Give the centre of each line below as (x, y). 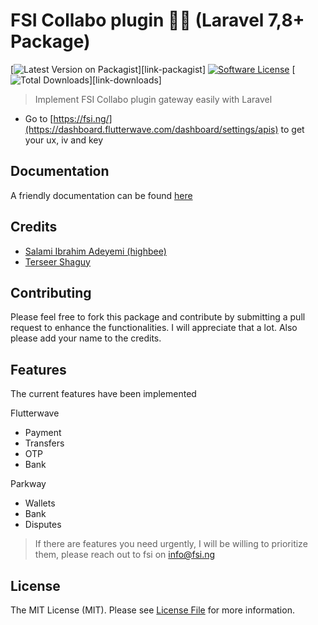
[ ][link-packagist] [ (153, 69)
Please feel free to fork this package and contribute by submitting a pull (158, 317)
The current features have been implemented (103, 394)
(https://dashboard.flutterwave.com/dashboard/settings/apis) (151, 129)
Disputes (43, 525)
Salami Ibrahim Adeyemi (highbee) (95, 251)
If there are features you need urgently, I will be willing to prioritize (171, 544)
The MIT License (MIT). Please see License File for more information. (152, 610)
